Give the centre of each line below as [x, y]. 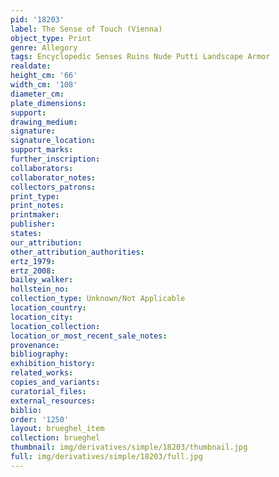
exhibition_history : [53, 364]
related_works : [42, 373]
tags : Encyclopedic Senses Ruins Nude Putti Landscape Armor [140, 57]
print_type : [35, 196]
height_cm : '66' [44, 76]
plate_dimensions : [48, 103]
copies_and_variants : [55, 382]
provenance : [35, 345]
